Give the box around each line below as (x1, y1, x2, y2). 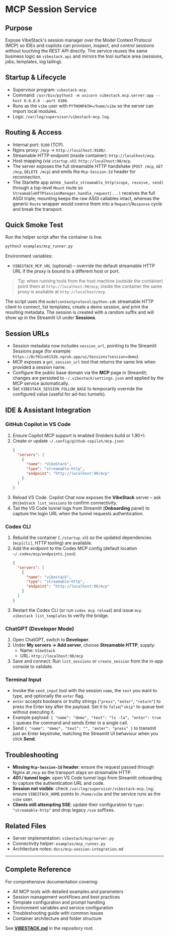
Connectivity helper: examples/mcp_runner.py (12, 840, 106, 846)
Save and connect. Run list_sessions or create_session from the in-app (12, 658, 163, 664)
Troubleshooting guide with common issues (12, 910, 104, 916)
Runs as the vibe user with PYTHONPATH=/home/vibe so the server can (12, 103, 154, 109)
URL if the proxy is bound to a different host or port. (12, 268, 120, 274)
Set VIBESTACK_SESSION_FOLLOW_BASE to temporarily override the (12, 386, 143, 392)
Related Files (5, 822, 47, 830)
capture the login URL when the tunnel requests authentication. (12, 510, 144, 516)
